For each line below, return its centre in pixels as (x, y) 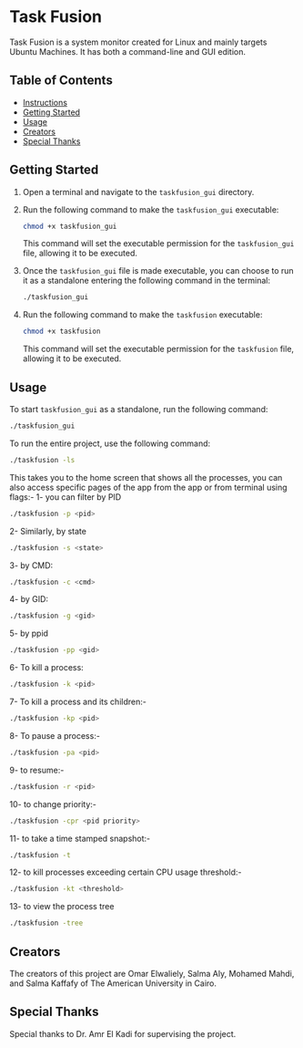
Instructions (45, 102)
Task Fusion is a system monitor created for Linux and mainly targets (138, 42)
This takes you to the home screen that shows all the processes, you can (146, 477)
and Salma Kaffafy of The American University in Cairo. (113, 983)
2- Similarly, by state (48, 531)
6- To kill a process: (46, 668)
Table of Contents (61, 81)
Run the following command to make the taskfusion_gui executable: (151, 209)
